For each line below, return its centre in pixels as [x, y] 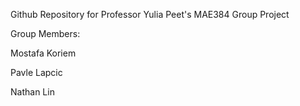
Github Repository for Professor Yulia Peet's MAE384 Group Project [150, 14]
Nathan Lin [32, 92]
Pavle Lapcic [36, 72]
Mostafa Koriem [43, 53]
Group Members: [45, 33]
